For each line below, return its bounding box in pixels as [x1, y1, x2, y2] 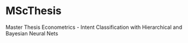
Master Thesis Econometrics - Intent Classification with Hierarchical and [5, 24, 182, 31]
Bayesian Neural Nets [5, 29, 59, 37]
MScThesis [5, 4, 62, 18]
